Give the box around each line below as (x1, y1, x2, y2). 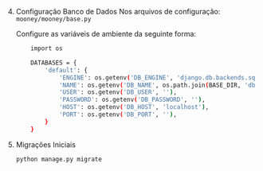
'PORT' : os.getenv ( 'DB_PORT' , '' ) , (58, 111, 178, 119)
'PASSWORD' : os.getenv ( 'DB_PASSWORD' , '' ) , (58, 95, 206, 104)
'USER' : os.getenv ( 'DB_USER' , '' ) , (58, 88, 178, 96)
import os (30, 45, 63, 52)
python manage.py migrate (15, 155, 102, 163)
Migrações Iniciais (15, 139, 76, 150)
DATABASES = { (30, 59, 77, 67)
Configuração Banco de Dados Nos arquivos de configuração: (15, 7, 221, 16)
